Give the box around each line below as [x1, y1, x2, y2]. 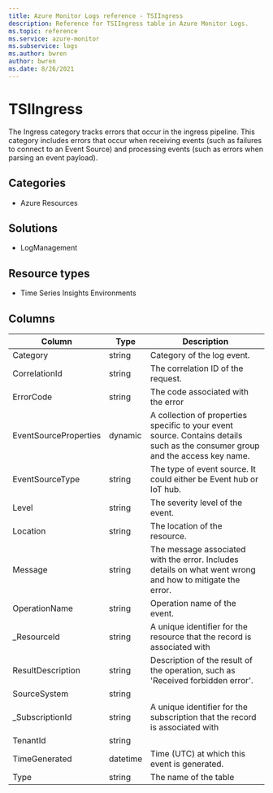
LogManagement [19, 243, 78, 253]
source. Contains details [149, 429, 243, 441]
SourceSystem [12, 688, 69, 699]
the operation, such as [149, 664, 236, 676]
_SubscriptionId [12, 711, 72, 722]
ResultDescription [12, 664, 81, 676]
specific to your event [149, 420, 233, 431]
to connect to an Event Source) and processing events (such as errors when [8, 144, 264, 154]
